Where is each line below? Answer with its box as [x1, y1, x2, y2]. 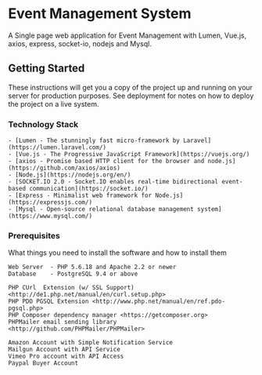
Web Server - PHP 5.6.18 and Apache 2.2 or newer [8, 264, 177, 271]
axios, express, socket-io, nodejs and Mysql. [8, 38, 153, 48]
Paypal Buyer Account [8, 359, 79, 367]
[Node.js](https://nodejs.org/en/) [15, 171, 131, 179]
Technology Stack [8, 118, 79, 129]
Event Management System [8, 5, 192, 23]
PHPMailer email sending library [8, 319, 117, 326]
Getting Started [8, 62, 85, 75]
